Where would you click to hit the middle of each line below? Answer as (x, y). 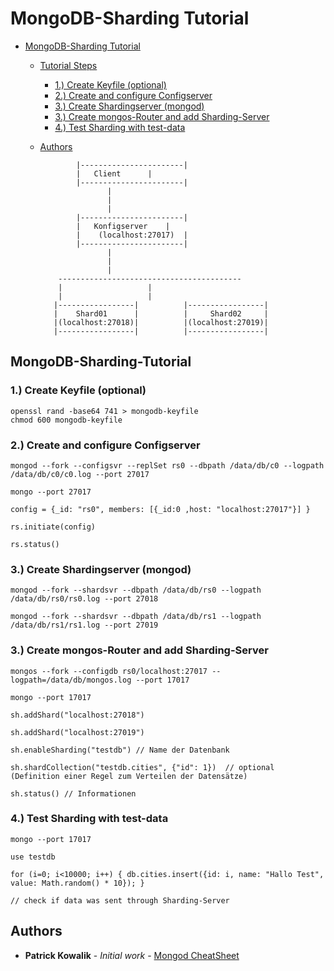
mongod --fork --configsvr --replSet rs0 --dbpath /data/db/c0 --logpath (167, 465)
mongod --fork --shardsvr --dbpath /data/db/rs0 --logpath (136, 590)
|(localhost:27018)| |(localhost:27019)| (161, 322)
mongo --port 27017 (51, 492)
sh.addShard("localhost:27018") (77, 715)
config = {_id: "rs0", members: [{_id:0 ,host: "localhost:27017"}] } (160, 509)
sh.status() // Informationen (73, 793)
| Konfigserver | (123, 226)
